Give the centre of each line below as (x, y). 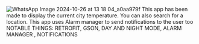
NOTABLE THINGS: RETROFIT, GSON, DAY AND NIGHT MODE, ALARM (94, 28)
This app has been (165, 9)
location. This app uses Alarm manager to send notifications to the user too (100, 22)
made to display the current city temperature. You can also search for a (95, 15)
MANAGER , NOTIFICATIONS (42, 34)
